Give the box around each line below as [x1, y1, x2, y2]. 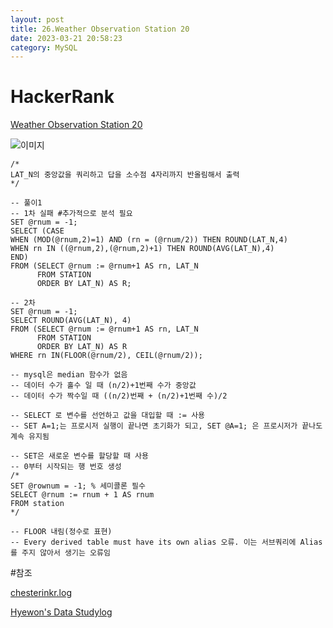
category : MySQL [10, 42, 78, 53]
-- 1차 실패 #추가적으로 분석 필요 [10, 209, 133, 219]
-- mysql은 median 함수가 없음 [10, 370, 128, 380]
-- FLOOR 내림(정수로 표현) [10, 527, 113, 537]
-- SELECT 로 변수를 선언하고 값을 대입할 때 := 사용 [10, 411, 206, 421]
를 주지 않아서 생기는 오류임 [10, 548, 111, 558]
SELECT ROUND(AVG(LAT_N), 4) [10, 316, 132, 326]
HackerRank [10, 86, 115, 108]
